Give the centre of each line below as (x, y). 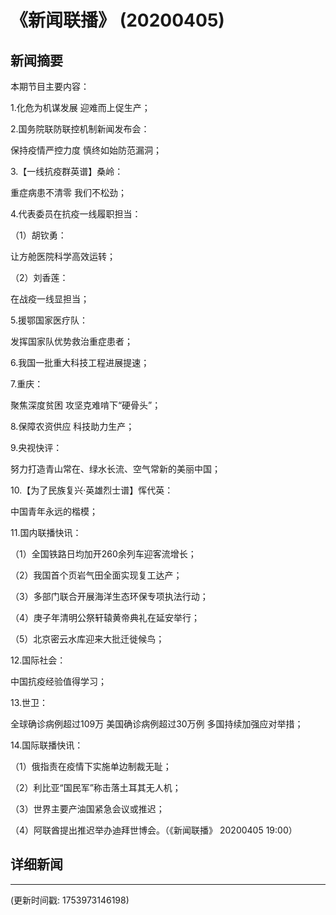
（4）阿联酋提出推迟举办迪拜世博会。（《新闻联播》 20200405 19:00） (154, 830)
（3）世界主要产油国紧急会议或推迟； (87, 809)
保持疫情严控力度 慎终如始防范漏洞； (86, 150)
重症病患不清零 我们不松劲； (68, 192)
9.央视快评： (36, 447)
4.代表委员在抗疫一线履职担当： (76, 214)
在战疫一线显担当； (50, 299)
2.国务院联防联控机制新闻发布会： (80, 129)
